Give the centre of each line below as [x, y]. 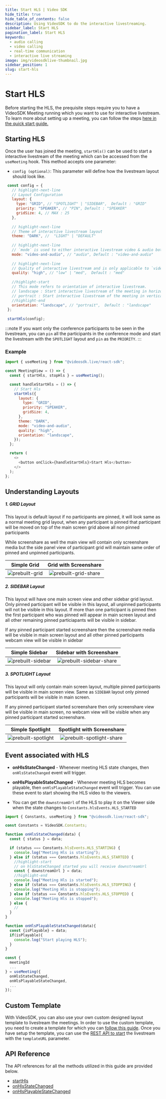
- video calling [26, 47]
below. [12, 1071]
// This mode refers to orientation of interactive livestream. [79, 287]
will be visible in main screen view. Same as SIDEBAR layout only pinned [77, 692]
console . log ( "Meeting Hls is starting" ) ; [57, 852]
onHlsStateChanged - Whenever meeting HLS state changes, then [81, 767]
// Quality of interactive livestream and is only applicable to [80, 268]
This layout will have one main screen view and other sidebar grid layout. [79, 599]
